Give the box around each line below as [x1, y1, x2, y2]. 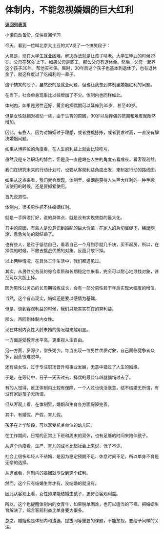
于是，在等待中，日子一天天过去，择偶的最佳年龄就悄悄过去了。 [5, 374, 133, 380]
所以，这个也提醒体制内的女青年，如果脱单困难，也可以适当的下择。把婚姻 [5, 501, 155, 507]
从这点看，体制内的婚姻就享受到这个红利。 [5, 470, 91, 476]
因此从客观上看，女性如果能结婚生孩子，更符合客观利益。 [5, 490, 121, 496]
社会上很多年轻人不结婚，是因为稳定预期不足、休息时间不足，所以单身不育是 [5, 453, 159, 459]
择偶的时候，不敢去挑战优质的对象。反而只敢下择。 [5, 247, 108, 253]
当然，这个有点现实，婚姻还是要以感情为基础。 [5, 295, 99, 301]
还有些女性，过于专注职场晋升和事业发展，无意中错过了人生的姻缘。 [5, 364, 142, 370]
